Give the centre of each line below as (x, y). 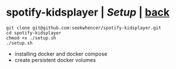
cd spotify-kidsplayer (34, 33)
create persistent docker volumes (55, 60)
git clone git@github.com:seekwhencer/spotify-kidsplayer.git (84, 28)
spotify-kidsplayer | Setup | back (88, 12)
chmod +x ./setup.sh (31, 38)
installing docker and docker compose (61, 54)
